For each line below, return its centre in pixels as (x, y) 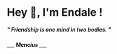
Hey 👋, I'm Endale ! (55, 12)
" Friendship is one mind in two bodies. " (59, 29)
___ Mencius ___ (27, 45)
